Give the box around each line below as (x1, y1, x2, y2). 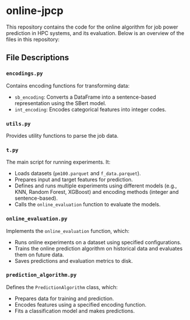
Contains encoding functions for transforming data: (6, 82, 130, 89)
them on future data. (14, 251, 64, 258)
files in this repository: (6, 36, 60, 43)
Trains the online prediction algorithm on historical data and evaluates (14, 245, 183, 252)
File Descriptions (6, 53, 69, 62)
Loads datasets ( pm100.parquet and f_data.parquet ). (14, 170, 141, 177)
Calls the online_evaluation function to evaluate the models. (14, 201, 161, 208)
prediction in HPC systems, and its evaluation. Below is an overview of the (6, 29, 185, 36)
